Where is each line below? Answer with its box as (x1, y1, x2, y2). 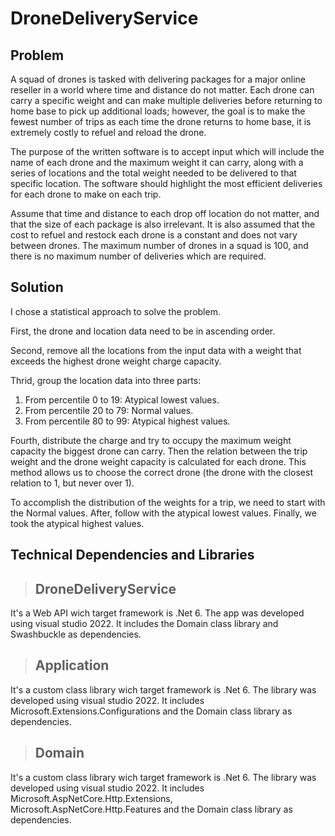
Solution (10, 279, 64, 296)
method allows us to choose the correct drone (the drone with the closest (10, 466, 313, 478)
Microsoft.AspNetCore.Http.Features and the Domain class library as (10, 803, 293, 815)
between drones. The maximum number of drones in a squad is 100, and (10, 240, 309, 251)
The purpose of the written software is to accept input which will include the (10, 146, 325, 157)
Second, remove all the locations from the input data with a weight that (10, 344, 302, 356)
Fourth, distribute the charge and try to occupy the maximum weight (10, 434, 292, 446)
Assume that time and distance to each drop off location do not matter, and (10, 208, 320, 219)
